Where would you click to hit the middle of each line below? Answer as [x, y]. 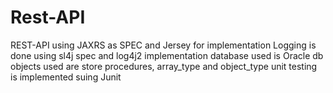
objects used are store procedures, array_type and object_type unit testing [164, 66]
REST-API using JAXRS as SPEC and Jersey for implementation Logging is [163, 45]
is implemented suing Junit [66, 77]
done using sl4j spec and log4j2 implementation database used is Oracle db [167, 55]
